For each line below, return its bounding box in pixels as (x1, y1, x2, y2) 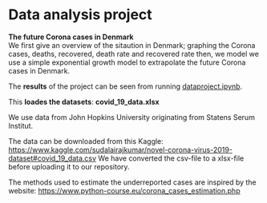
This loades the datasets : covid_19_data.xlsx (8, 97, 160, 106)
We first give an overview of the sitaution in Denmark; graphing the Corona (8, 40, 256, 50)
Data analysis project (8, 6, 152, 24)
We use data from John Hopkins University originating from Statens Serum (8, 112, 255, 121)
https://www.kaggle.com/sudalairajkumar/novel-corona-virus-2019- (8, 145, 233, 154)
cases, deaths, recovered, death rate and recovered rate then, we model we (8, 49, 259, 58)
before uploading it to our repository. (8, 161, 130, 171)
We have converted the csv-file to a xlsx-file (98, 153, 245, 163)
